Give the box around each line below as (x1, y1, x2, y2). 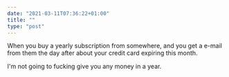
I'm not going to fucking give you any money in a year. (7, 63, 162, 71)
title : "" (7, 16, 36, 23)
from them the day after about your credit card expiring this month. (7, 49, 199, 57)
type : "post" (7, 23, 45, 30)
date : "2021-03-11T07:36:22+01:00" (7, 10, 110, 17)
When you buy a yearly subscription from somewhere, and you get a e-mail (7, 42, 223, 50)
